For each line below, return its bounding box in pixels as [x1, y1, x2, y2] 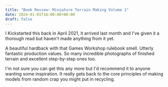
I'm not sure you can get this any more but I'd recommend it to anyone [5, 65, 150, 71]
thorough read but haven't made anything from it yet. [5, 35, 115, 41]
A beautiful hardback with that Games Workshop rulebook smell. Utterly [5, 45, 154, 51]
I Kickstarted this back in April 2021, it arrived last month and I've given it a [5, 30, 159, 36]
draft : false [5, 16, 33, 21]
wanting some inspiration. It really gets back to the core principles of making [5, 71, 163, 77]
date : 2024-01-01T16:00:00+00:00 [5, 12, 75, 17]
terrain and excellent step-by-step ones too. [5, 56, 96, 62]
